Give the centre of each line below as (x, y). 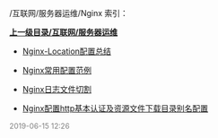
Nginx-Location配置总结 (67, 51)
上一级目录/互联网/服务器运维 (64, 32)
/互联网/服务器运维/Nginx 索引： (69, 13)
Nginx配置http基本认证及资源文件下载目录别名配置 (115, 108)
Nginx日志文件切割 (57, 89)
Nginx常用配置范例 (57, 70)
